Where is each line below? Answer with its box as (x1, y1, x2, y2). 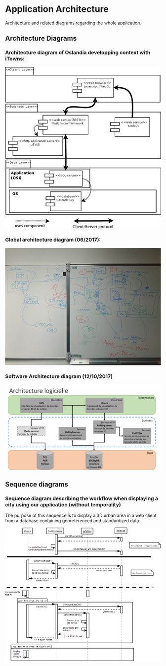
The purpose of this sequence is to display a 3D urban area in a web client (5, 512, 157, 519)
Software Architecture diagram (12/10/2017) (5, 373, 113, 380)
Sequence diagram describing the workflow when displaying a (5, 495, 159, 502)
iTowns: (5, 56, 25, 62)
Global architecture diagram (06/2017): (5, 237, 101, 243)
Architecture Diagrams (5, 34, 77, 43)
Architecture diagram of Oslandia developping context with (5, 49, 151, 56)
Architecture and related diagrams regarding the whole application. (5, 20, 142, 26)
